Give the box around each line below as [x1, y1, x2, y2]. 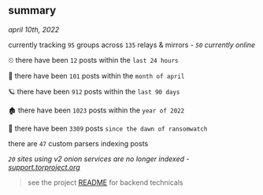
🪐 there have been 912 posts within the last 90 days [8, 86, 180, 96]
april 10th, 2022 [8, 24, 60, 34]
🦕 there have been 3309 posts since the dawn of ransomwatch [8, 123, 208, 133]
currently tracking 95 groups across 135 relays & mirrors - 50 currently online [8, 40, 256, 50]
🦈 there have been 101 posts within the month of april [8, 71, 185, 80]
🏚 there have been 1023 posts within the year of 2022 [8, 105, 185, 115]
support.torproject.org [8, 162, 80, 171]
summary [8, 4, 57, 17]
